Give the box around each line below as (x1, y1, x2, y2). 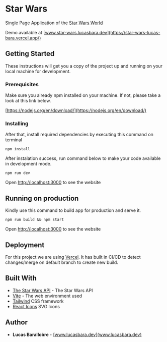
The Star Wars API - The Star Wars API (12, 287, 93, 293)
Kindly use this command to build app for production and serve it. (5, 207, 141, 213)
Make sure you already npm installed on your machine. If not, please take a (5, 92, 161, 98)
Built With (5, 274, 37, 282)
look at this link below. (5, 98, 51, 104)
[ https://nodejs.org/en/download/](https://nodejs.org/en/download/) (5, 107, 147, 113)
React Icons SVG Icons (12, 303, 60, 309)
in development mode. (5, 161, 52, 167)
